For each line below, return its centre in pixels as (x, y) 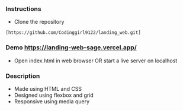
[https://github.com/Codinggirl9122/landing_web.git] (73, 33)
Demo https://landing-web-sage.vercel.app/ (71, 47)
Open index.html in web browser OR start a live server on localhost (96, 61)
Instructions (24, 9)
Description (23, 76)
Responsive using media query (52, 101)
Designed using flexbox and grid (54, 95)
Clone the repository (39, 22)
